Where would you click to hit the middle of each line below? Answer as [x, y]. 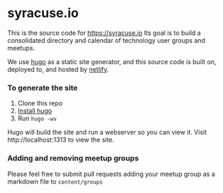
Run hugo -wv [37, 118]
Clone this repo [40, 103]
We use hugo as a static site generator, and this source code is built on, [112, 61]
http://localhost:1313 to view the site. [61, 140]
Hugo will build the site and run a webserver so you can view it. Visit [107, 132]
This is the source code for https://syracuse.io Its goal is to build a [104, 33]
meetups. [21, 48]
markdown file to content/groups [55, 181]
